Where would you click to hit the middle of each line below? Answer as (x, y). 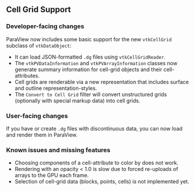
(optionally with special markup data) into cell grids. (77, 100)
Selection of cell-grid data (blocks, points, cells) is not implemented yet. (102, 182)
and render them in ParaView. (42, 135)
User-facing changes (37, 116)
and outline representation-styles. (56, 88)
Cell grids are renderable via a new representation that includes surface (102, 82)
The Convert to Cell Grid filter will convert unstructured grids (91, 94)
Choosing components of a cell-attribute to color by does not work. (96, 163)
